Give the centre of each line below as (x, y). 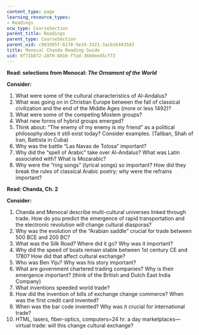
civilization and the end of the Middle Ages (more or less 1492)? (93, 108)
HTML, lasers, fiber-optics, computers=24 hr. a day (78, 319)
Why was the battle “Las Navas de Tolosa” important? (81, 146)
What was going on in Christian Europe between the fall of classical (97, 102)
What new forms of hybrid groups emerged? (69, 121)
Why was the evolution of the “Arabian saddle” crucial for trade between (103, 231)
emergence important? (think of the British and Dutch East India (93, 275)
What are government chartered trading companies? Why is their (94, 269)
